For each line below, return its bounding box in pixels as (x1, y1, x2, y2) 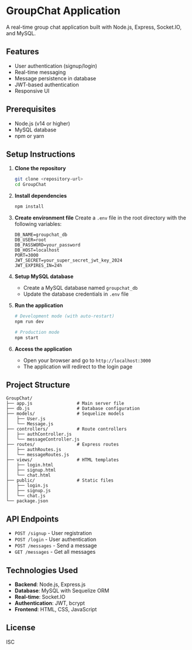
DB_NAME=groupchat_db (14, 232, 67, 238)
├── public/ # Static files (6, 478, 114, 483)
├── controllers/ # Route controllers (6, 426, 127, 432)
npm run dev (14, 319, 44, 324)
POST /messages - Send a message (14, 542, 97, 549)
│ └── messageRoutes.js (6, 452, 69, 458)
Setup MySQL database (14, 273, 74, 280)
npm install (14, 204, 44, 209)
